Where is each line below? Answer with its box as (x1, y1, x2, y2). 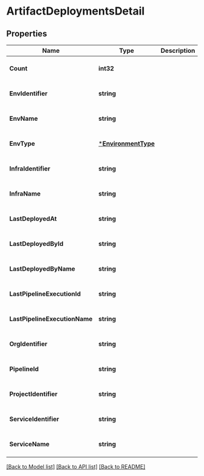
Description (160, 47, 195, 55)
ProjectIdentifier (9, 390, 58, 398)
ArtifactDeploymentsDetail (6, 4, 145, 18)
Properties (6, 29, 47, 39)
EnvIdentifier (9, 89, 48, 98)
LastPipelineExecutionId (9, 290, 81, 298)
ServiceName (9, 440, 50, 448)
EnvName (9, 114, 38, 123)
